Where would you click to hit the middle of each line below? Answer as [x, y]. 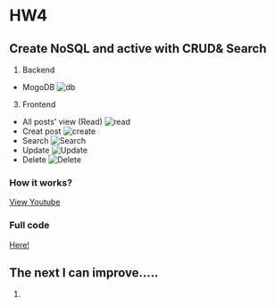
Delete [34, 160]
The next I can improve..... [84, 273]
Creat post [42, 131]
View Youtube [35, 203]
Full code [29, 226]
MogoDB [38, 87]
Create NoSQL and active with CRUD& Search [138, 49]
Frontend [39, 104]
